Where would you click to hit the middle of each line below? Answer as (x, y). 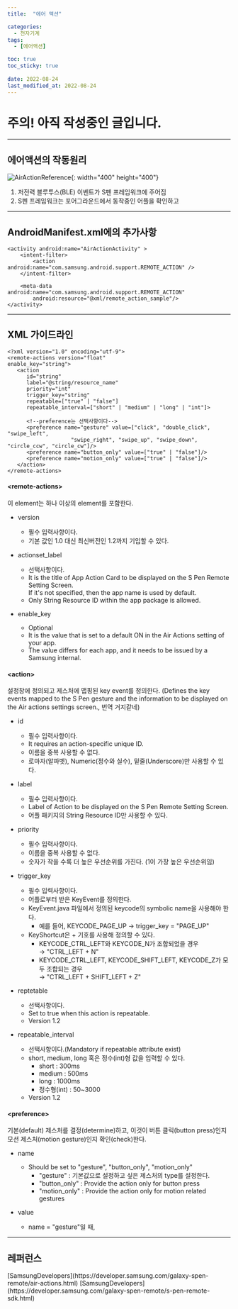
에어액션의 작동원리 (47, 160)
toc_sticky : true (33, 66)
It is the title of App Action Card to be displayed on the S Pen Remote (129, 578)
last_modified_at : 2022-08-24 (52, 86)
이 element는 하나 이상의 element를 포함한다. (70, 503)
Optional (40, 628)
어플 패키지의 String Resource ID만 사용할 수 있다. (98, 815)
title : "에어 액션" (35, 14)
